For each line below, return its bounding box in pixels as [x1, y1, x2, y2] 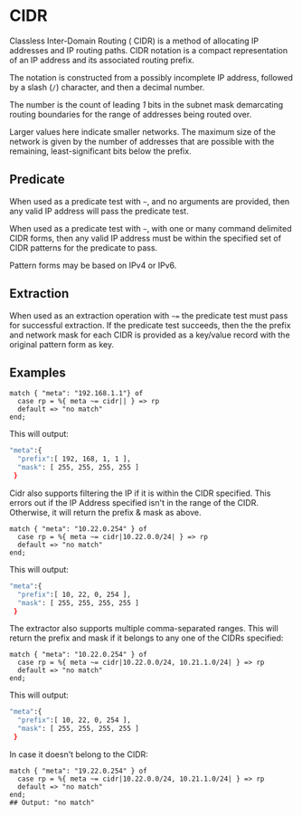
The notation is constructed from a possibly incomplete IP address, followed [9, 71, 294, 82]
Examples [9, 365, 66, 380]
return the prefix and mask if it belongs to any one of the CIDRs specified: [9, 632, 284, 643]
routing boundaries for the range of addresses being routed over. [9, 109, 252, 119]
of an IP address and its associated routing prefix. [9, 54, 194, 65]
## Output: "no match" [9, 798, 95, 807]
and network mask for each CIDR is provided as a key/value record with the [9, 329, 291, 340]
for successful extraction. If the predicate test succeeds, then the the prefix [9, 319, 291, 330]
